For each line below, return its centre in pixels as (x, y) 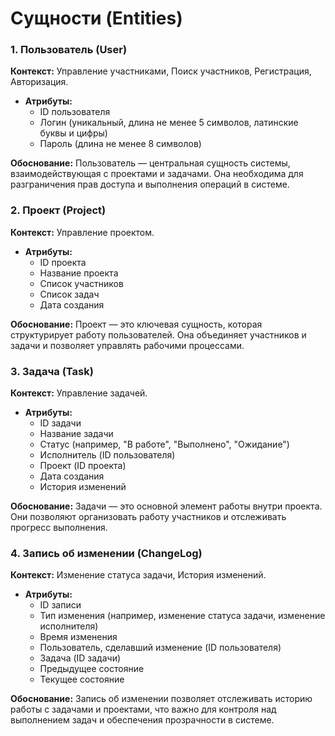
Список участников (81, 283)
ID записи (60, 605)
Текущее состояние (82, 679)
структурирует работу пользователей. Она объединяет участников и (158, 334)
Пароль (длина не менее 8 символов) (120, 144)
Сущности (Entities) (96, 18)
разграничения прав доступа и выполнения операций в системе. (150, 184)
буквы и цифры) (73, 133)
